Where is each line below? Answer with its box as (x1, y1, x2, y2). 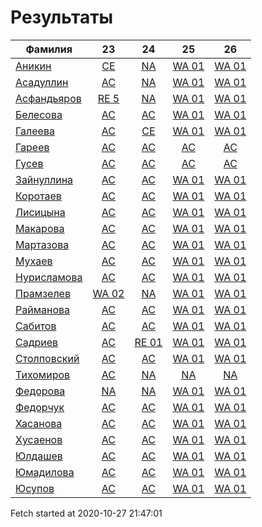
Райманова (15, 302, 70, 316)
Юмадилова (15, 465, 75, 479)
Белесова (15, 107, 63, 121)
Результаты (10, 6, 114, 29)
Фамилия (25, 42, 73, 56)
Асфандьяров (15, 91, 82, 105)
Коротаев (15, 189, 62, 203)
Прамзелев (15, 286, 71, 300)
